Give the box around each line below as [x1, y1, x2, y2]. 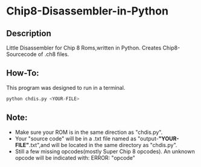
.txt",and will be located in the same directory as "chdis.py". [29, 141, 177, 148]
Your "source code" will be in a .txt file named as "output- [14, 134, 159, 142]
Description [6, 28, 51, 39]
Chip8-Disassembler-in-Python [6, 4, 169, 18]
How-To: [6, 68, 39, 78]
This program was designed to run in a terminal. [6, 84, 126, 91]
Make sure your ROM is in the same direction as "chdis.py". [14, 128, 163, 136]
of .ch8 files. [37, 51, 69, 58]
